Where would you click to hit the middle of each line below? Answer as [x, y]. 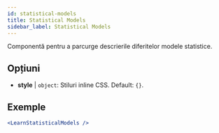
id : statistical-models [42, 14]
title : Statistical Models [47, 20]
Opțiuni [24, 68]
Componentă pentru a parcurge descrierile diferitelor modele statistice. [110, 47]
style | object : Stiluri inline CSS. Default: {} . [80, 85]
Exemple [27, 107]
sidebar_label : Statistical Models [59, 26]
